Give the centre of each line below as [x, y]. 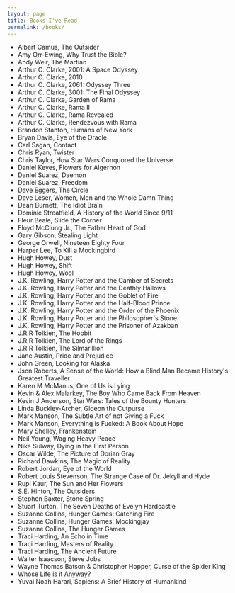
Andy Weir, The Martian [52, 62]
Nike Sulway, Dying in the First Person [73, 446]
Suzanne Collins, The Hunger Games [71, 529]
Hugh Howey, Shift [45, 266]
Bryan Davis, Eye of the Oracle [62, 137]
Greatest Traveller [44, 378]
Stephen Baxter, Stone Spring [61, 499]
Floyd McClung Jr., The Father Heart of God [82, 228]
